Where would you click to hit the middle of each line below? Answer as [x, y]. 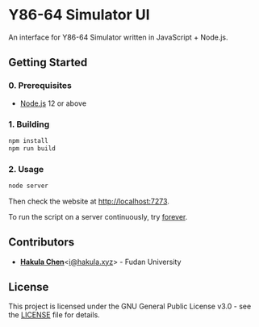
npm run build [32, 148]
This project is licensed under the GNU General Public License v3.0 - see [130, 306]
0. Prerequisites [40, 86]
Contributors [42, 243]
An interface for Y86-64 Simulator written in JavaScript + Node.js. [118, 37]
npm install [28, 140]
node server [28, 186]
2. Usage [26, 169]
